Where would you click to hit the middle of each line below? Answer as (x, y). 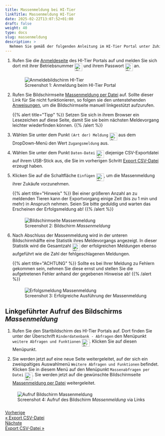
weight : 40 (16, 28)
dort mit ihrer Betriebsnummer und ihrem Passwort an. (76, 66)
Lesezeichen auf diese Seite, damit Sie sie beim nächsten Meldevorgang (85, 120)
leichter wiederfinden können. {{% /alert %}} (57, 125)
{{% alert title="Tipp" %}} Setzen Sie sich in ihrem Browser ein (76, 115)
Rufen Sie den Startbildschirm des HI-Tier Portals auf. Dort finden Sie (82, 330)
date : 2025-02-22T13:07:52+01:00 (39, 19)
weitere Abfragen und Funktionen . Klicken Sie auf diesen (74, 341)
